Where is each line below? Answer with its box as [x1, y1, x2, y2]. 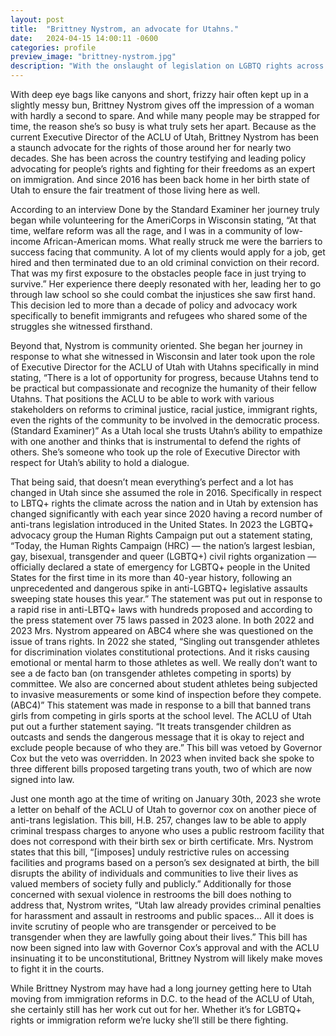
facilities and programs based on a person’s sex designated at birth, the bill [10, 857, 320, 868]
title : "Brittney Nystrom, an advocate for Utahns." [10, 24, 240, 34]
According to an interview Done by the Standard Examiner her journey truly [10, 204, 320, 215]
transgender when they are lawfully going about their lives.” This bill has [10, 931, 308, 943]
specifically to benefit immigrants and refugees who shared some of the [10, 310, 308, 321]
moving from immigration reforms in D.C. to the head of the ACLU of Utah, [10, 993, 315, 1005]
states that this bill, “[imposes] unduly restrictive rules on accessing [10, 846, 290, 858]
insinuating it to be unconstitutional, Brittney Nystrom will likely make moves [10, 952, 323, 964]
